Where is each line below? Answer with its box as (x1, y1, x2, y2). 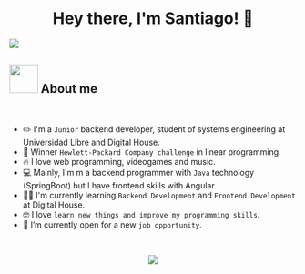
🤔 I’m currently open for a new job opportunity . (22, 218, 202, 230)
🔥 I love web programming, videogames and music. (22, 156, 216, 167)
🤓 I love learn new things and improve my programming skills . (22, 208, 260, 219)
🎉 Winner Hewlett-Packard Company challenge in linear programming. (22, 146, 281, 157)
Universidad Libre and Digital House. (22, 137, 161, 147)
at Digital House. (22, 199, 86, 210)
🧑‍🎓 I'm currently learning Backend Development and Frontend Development (22, 189, 296, 200)
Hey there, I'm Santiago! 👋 (52, 8, 254, 29)
